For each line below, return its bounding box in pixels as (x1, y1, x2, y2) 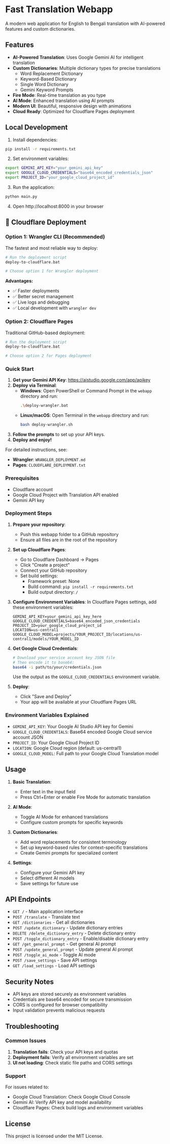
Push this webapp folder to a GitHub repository (20, 531, 119, 537)
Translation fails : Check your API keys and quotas (12, 1049, 118, 1055)
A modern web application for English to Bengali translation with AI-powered (5, 20, 165, 26)
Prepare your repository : (12, 521, 66, 527)
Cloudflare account (12, 486, 53, 492)
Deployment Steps (5, 510, 52, 517)
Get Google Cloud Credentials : (12, 645, 79, 651)
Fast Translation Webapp (5, 4, 113, 15)
